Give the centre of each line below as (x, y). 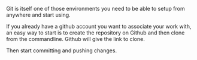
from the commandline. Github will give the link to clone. (75, 39)
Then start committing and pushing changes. (62, 50)
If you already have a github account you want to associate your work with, (99, 26)
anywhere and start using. (38, 15)
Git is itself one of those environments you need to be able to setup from (96, 9)
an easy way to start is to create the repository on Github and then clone (96, 33)
